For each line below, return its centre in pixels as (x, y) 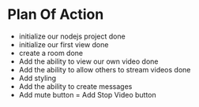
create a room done (51, 53)
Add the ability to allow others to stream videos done (105, 69)
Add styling (38, 78)
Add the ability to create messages (75, 86)
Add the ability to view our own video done (88, 61)
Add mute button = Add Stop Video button (88, 94)
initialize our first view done (64, 44)
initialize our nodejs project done (72, 36)
